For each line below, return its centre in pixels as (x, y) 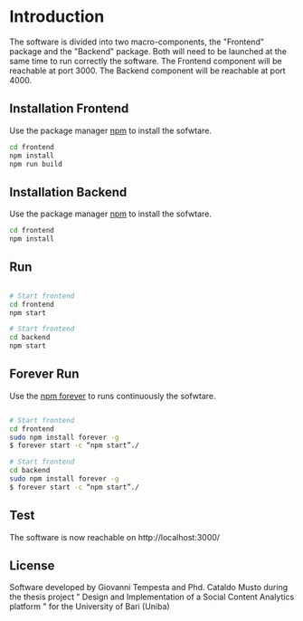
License (32, 566)
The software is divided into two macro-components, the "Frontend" (137, 42)
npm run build (36, 164)
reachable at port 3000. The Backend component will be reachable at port (148, 71)
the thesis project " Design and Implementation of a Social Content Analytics (152, 597)
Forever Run (44, 374)
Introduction (57, 17)
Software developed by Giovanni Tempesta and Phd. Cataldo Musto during (148, 588)
